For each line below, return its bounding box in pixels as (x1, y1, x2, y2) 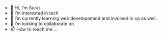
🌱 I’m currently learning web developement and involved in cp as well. (10, 15, 157, 21)
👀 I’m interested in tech (10, 10, 59, 16)
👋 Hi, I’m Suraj (10, 5, 40, 10)
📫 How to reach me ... (10, 26, 58, 32)
